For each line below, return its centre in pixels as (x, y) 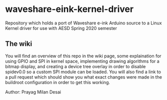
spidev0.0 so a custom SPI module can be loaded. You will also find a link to (83, 72)
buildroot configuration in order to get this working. (58, 82)
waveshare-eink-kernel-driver (69, 9)
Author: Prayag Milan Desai (33, 92)
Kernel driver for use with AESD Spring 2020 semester (61, 28)
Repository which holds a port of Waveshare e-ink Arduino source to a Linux (83, 23)
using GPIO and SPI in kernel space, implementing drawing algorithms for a (82, 61)
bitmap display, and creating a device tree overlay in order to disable (76, 66)
